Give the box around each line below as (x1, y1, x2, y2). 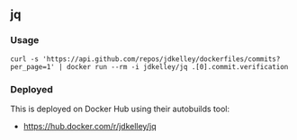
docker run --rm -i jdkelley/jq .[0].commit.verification (67, 62, 289, 71)
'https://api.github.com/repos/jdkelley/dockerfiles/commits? (42, 54, 281, 64)
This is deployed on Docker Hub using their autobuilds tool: (10, 103, 230, 114)
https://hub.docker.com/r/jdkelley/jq (22, 120, 157, 131)
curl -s (10, 54, 40, 64)
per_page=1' (10, 62, 55, 71)
